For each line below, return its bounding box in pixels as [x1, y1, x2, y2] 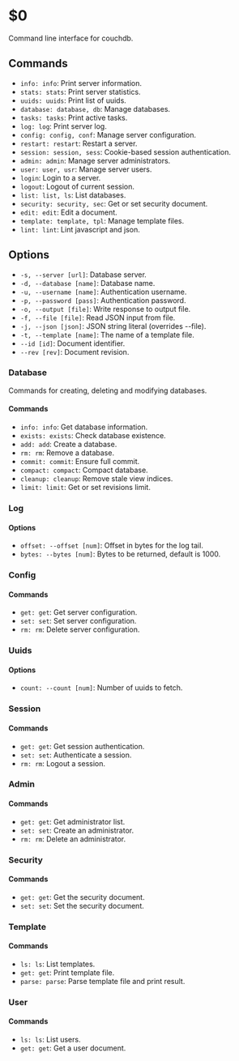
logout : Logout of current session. [19, 181, 135, 191]
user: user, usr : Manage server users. [19, 164, 152, 174]
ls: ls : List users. [19, 1035, 81, 1045]
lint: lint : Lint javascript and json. [19, 224, 140, 234]
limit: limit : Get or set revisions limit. [19, 483, 152, 492]
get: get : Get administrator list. [19, 816, 126, 826]
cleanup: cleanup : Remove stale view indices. [19, 474, 173, 484]
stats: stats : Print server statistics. [19, 87, 141, 96]
